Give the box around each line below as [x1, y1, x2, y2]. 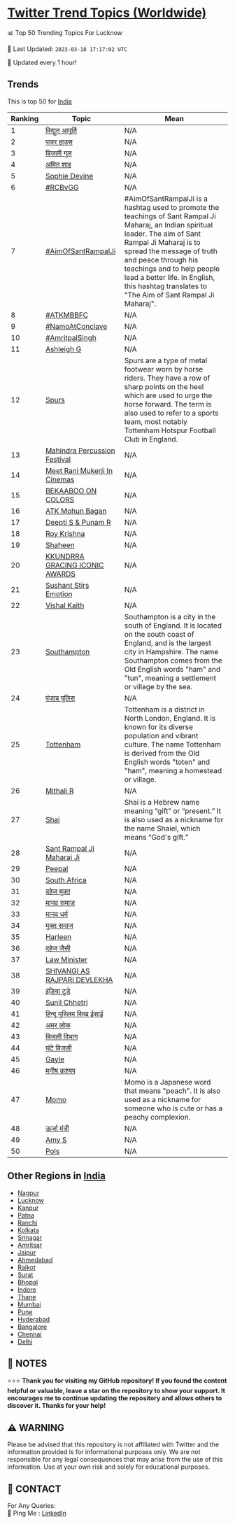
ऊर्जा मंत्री [45, 1123, 69, 1133]
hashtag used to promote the [124, 202, 220, 212]
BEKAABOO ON [45, 486, 97, 495]
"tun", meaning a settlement [124, 673, 217, 683]
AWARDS [45, 569, 76, 579]
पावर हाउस [45, 136, 73, 146]
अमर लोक [45, 1020, 71, 1030]
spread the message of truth [124, 246, 218, 256]
